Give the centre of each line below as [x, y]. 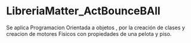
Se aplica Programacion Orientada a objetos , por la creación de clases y [95, 27]
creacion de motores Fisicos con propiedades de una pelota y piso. [89, 33]
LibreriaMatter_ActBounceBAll [83, 11]
